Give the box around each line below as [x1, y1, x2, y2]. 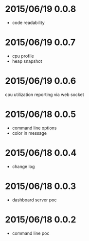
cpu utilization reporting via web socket [5, 92, 84, 97]
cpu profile [12, 53, 34, 59]
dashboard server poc [12, 197, 57, 203]
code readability [12, 20, 45, 25]
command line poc [12, 230, 50, 236]
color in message [12, 130, 47, 136]
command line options [12, 125, 57, 131]
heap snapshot [12, 58, 42, 64]
